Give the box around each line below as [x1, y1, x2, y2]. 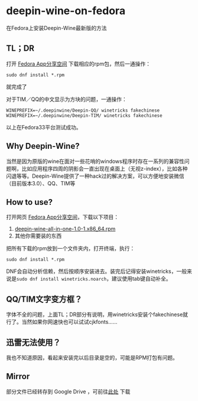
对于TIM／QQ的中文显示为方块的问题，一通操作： [6, 96, 127, 103]
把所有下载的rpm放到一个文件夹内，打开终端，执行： [6, 245, 135, 252]
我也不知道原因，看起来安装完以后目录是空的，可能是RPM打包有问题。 [6, 354, 178, 361]
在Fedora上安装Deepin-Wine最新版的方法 [6, 24, 107, 31]
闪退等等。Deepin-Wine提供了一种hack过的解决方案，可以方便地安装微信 [6, 172, 184, 180]
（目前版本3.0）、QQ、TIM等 [6, 180, 76, 187]
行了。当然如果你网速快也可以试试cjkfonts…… [6, 318, 118, 325]
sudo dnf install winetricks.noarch [17, 276, 107, 282]
